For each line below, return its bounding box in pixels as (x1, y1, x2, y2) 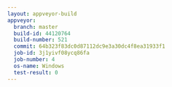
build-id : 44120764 (13, 29, 71, 37)
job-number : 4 (13, 56, 55, 63)
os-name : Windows (13, 62, 65, 69)
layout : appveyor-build (7, 10, 78, 18)
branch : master (13, 23, 59, 30)
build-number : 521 (13, 36, 68, 43)
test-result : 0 (13, 69, 59, 76)
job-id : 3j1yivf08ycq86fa (13, 50, 90, 57)
